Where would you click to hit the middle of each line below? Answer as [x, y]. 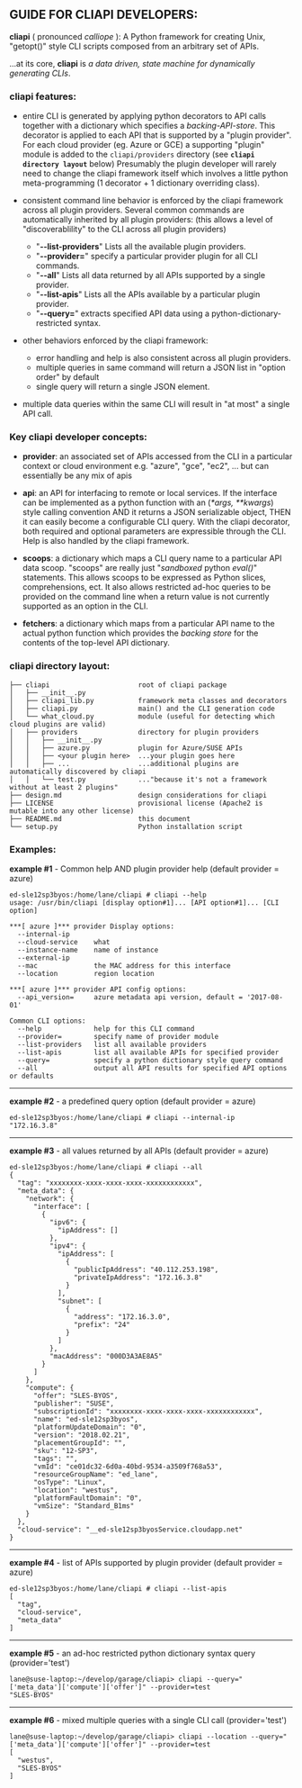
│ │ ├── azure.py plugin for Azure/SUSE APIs [126, 748]
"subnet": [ [80, 1301]
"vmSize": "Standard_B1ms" [84, 1506]
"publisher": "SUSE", [74, 1404]
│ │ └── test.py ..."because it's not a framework [138, 779]
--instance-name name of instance [88, 950]
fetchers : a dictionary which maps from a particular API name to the [149, 624]
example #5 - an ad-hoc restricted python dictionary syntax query [133, 1653]
